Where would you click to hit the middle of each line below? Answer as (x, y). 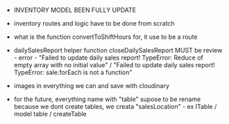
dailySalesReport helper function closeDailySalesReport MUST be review (118, 50)
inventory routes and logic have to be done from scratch (94, 23)
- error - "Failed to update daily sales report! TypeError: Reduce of (108, 57)
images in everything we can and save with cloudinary (92, 86)
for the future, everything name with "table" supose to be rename (107, 99)
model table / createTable (50, 114)
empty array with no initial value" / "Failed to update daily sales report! (114, 65)
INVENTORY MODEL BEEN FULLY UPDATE (75, 10)
